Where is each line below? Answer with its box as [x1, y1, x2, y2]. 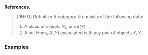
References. [4, 4, 31, 10]
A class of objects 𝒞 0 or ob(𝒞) [24, 24, 86, 30]
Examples [4, 43, 29, 50]
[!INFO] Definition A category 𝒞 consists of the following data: [16, 14, 144, 19]
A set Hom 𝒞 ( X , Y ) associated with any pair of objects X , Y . [24, 29, 142, 37]
